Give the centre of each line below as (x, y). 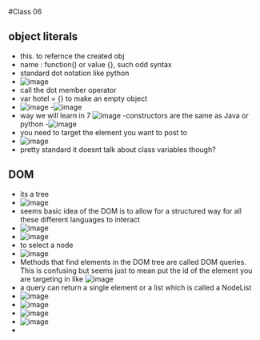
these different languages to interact (80, 219)
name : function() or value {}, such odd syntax (96, 64)
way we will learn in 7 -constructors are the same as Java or (134, 115)
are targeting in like (52, 278)
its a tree (34, 194)
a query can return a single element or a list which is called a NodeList (136, 287)
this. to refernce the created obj (72, 56)
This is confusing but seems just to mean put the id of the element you (136, 270)
